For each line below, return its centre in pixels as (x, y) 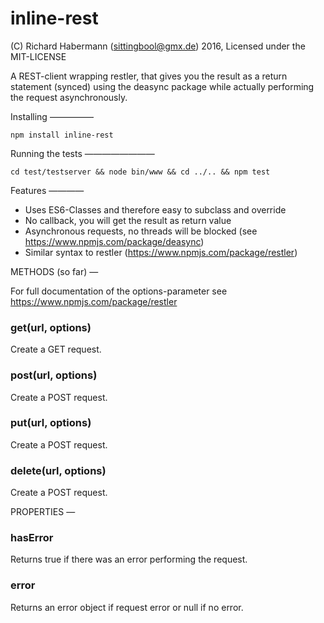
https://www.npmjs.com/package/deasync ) (114, 241)
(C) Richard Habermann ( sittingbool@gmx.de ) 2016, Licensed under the (158, 46)
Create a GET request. (56, 349)
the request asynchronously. (69, 97)
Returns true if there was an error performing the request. (129, 559)
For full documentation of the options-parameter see (119, 291)
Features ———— (47, 190)
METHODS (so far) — (54, 271)
